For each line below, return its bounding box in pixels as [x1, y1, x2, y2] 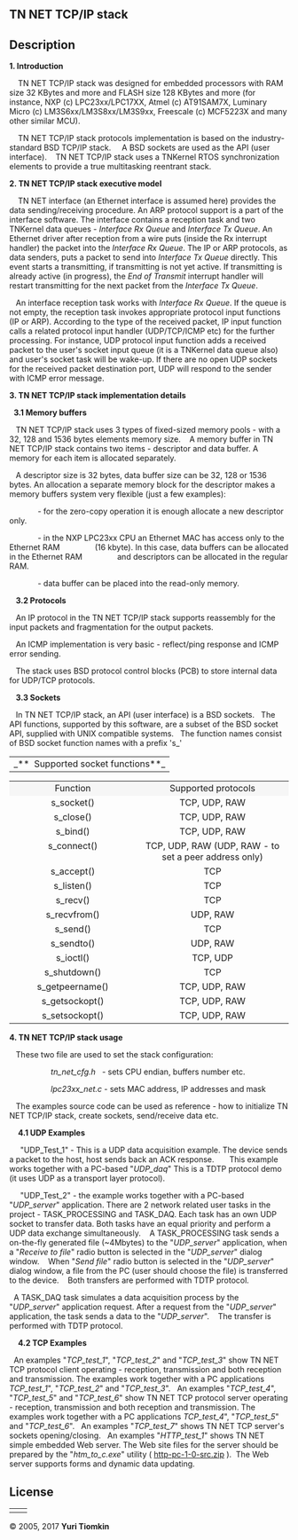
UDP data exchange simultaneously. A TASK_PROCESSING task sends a [9, 1228, 279, 1238]
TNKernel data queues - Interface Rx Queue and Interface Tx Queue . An [9, 224, 273, 234]
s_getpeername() [36, 980, 109, 993]
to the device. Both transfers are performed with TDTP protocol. [9, 1275, 250, 1285]
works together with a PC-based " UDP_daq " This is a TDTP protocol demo [9, 1164, 282, 1175]
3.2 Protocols [15, 595, 67, 606]
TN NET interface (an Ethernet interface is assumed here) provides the [17, 195, 277, 207]
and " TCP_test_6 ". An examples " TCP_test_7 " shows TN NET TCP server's [9, 1421, 285, 1432]
